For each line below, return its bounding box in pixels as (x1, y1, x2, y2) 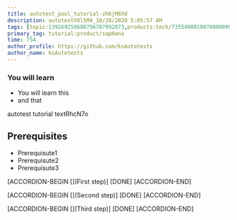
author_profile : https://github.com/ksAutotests (7, 43, 153, 50)
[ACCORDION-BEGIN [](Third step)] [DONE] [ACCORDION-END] (7, 205, 194, 213)
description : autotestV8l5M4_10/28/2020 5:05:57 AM (7, 17, 162, 24)
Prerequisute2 (17, 156, 59, 164)
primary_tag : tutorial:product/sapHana (7, 30, 125, 37)
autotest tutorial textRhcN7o (7, 110, 89, 118)
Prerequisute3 (17, 163, 59, 172)
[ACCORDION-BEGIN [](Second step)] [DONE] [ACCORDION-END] (7, 190, 201, 199)
